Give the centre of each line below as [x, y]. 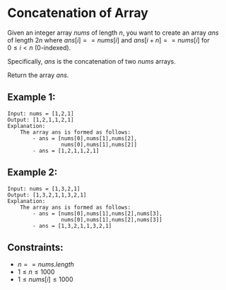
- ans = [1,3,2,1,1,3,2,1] [72, 226]
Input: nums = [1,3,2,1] [44, 189]
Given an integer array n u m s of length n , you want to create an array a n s [113, 33]
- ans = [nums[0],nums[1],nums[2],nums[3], [97, 214]
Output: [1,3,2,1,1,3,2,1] [47, 195]
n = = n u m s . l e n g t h [46, 265]
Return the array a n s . [38, 75]
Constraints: [35, 247]
